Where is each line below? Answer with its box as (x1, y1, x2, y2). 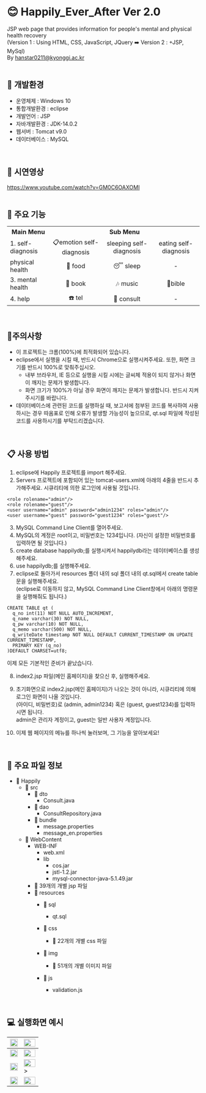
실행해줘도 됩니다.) (22, 593, 67, 600)
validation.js (52, 986, 83, 993)
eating (158, 239, 177, 247)
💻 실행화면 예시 (7, 1017, 64, 1027)
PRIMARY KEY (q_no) (12, 642, 62, 648)
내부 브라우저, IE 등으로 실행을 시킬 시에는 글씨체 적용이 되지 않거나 (24, 371, 185, 378)
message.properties (43, 822, 94, 830)
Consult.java (43, 797, 75, 804)
